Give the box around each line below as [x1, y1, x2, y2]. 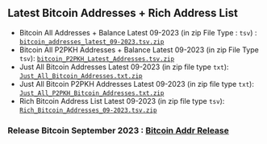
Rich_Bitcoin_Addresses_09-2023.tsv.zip [19, 106, 157, 114]
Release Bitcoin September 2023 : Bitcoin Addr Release [7, 125, 229, 136]
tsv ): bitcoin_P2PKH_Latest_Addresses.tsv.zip [19, 53, 175, 63]
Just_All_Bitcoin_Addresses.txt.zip [19, 72, 143, 80]
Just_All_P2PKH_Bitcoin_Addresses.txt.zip [19, 88, 165, 97]
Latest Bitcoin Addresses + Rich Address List [7, 6, 239, 20]
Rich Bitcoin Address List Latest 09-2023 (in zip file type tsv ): [19, 96, 225, 105]
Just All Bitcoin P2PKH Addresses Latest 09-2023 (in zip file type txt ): [19, 79, 255, 88]
